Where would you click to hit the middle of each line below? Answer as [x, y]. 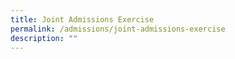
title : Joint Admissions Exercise [82, 19]
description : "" [44, 38]
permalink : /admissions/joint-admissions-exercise [118, 29]
